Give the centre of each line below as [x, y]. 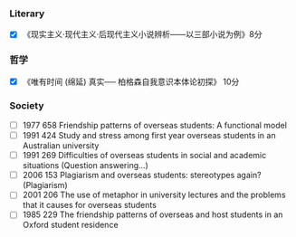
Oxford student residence [71, 225]
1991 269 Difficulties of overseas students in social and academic [144, 156]
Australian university [61, 146]
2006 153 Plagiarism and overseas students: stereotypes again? [142, 175]
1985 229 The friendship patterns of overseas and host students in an [153, 214]
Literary [27, 14]
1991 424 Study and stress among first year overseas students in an [149, 136]
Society [27, 105]
